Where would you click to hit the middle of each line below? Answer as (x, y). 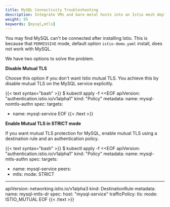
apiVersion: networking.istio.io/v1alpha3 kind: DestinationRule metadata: (80, 189)
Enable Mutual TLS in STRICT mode (43, 123)
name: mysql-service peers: (42, 169)
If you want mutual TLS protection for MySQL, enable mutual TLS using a (81, 133)
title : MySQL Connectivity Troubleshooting (52, 10)
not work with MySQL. (28, 49)
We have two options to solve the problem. (50, 59)
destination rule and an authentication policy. (52, 139)
